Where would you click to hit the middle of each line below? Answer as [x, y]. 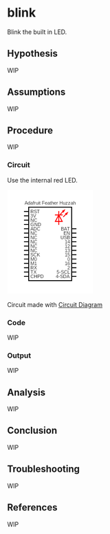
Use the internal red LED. [42, 180]
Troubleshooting [44, 469]
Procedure [30, 130]
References [32, 507]
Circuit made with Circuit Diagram [55, 304]
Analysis [26, 392]
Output [19, 356]
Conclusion [32, 431]
